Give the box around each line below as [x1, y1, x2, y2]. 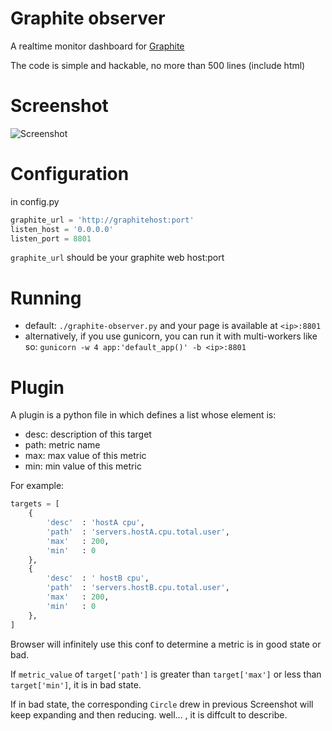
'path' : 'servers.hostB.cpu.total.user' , [46, 583, 230, 593]
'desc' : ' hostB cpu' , [46, 573, 150, 584]
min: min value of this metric [24, 460, 142, 472]
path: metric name [24, 439, 101, 451]
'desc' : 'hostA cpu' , [46, 518, 145, 528]
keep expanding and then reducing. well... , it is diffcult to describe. [10, 708, 288, 721]
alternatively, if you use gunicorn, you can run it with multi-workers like [24, 330, 318, 342]
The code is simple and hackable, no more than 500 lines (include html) [10, 59, 306, 71]
